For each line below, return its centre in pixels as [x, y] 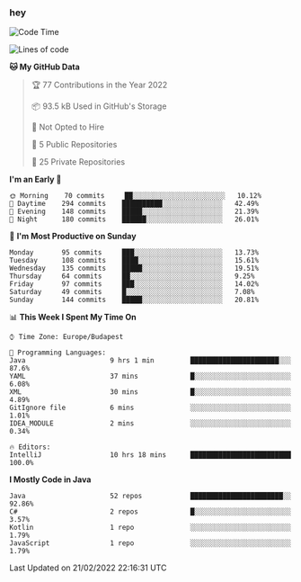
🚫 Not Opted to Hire [68, 127]
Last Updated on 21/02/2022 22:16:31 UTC [88, 568]
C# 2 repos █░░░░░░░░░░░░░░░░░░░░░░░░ [150, 512]
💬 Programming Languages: [58, 353]
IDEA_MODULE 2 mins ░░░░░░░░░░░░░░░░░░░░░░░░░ [150, 424]
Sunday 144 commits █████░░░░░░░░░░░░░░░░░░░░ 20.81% [134, 300]
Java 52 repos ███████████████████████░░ [150, 497]
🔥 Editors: [30, 447]
